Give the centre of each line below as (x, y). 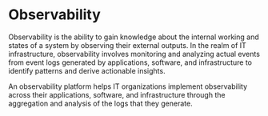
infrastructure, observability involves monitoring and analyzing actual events (134, 54)
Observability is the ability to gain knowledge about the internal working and (134, 37)
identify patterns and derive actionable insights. (87, 70)
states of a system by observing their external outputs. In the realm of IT (127, 45)
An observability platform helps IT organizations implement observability (128, 86)
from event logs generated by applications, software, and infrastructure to (130, 62)
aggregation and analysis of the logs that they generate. (101, 103)
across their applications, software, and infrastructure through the (117, 94)
